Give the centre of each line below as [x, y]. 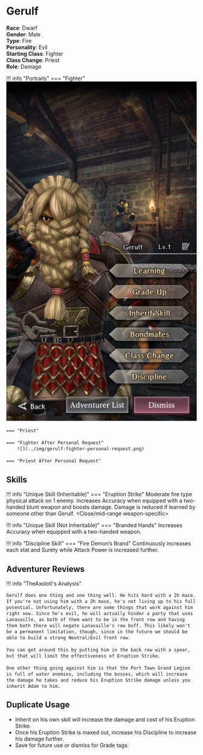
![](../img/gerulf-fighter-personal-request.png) [81, 449]
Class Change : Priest [33, 60]
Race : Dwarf [22, 28]
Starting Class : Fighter [35, 53]
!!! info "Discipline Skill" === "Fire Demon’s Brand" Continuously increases [99, 544]
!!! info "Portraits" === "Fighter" [46, 78]
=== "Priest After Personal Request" [54, 461]
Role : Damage [24, 66]
